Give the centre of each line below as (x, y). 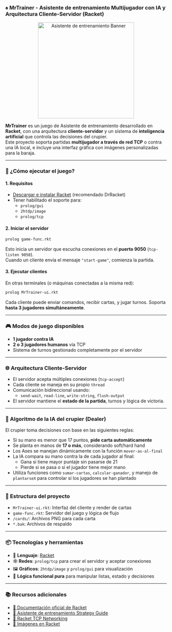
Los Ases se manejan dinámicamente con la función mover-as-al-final (88, 451)
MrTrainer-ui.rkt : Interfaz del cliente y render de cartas (72, 507)
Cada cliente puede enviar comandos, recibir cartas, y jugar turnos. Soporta (85, 302)
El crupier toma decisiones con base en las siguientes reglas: (70, 430)
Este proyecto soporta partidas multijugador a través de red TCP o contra (84, 142)
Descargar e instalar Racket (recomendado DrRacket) (69, 195)
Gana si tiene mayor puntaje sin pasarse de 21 (69, 462)
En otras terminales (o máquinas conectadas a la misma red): (70, 283)
